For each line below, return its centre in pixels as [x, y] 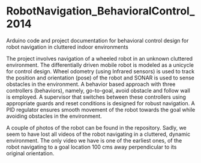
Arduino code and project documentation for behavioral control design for [97, 40]
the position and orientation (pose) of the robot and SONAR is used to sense [100, 78]
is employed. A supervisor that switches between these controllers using [96, 97]
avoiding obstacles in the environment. [54, 116]
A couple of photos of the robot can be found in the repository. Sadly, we [97, 128]
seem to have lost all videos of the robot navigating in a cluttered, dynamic [98, 134]
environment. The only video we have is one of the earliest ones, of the [94, 140]
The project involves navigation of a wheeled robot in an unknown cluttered [100, 58]
